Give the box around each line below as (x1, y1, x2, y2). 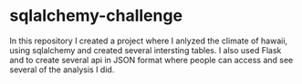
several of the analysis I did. (9, 64, 115, 75)
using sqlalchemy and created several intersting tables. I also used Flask (9, 44, 282, 55)
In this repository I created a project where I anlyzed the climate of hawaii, (9, 35, 288, 46)
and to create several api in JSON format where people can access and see (9, 54, 294, 65)
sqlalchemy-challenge (9, 5, 183, 26)
